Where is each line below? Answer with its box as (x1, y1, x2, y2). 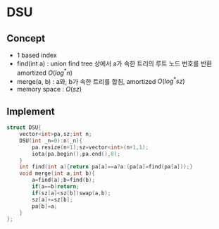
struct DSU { (6, 124, 42, 131)
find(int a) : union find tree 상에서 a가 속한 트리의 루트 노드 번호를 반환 (16, 59, 213, 68)
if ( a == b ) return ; (32, 183, 80, 190)
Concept (6, 32, 46, 44)
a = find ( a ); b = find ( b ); (32, 177, 96, 184)
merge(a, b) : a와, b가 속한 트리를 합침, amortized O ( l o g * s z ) (16, 75, 185, 85)
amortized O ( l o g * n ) (16, 68, 73, 77)
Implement (6, 105, 55, 117)
